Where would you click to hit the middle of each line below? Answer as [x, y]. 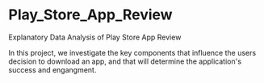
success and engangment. [52, 69]
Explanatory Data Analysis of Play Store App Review [95, 37]
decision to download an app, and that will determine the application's [125, 61]
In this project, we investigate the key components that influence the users [132, 52]
